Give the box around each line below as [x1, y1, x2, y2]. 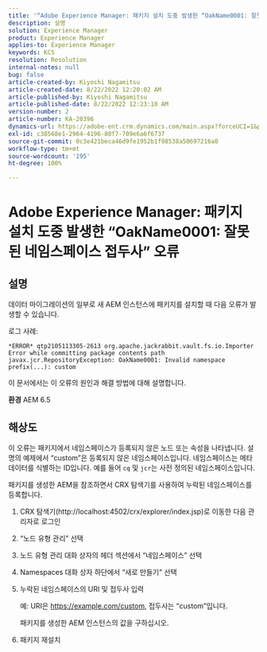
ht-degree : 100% [8, 160, 62, 168]
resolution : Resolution [8, 56, 87, 64]
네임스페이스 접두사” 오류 [24, 243, 180, 261]
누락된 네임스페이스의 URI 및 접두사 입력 [19, 584, 145, 593]
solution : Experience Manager [8, 26, 109, 34]
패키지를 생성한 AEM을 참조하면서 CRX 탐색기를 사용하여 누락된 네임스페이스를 [8, 479, 253, 489]
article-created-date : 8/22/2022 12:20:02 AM [8, 85, 161, 94]
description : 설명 [8, 19, 66, 27]
